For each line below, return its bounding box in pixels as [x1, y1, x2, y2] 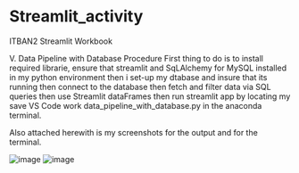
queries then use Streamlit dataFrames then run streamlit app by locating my [9, 91, 291, 102]
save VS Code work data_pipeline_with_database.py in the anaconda [9, 100, 262, 111]
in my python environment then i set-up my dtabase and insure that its [9, 71, 268, 82]
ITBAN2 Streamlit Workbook [9, 36, 113, 46]
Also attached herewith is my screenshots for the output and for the [9, 127, 259, 137]
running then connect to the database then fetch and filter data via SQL [9, 81, 271, 92]
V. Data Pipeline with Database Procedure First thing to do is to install [9, 53, 264, 63]
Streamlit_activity [9, 6, 144, 27]
